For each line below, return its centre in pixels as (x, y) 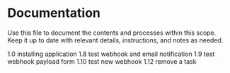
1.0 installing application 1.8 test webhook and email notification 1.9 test (111, 54)
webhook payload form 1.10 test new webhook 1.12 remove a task (102, 61)
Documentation (54, 13)
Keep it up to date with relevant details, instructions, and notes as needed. (115, 40)
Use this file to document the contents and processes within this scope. (112, 33)
